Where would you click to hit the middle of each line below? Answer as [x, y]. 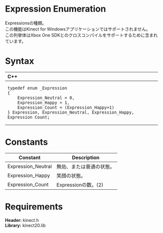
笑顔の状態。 [71, 176]
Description [86, 157]
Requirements [34, 207]
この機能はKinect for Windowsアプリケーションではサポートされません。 [78, 29]
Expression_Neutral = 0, [46, 98]
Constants [26, 142]
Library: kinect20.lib [25, 225]
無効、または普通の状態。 [86, 166]
